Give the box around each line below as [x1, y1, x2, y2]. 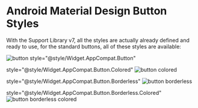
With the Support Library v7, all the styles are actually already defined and [6, 36, 190, 44]
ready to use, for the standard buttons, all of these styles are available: [6, 43, 182, 50]
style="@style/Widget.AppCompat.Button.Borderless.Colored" [6, 89, 162, 96]
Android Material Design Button [6, 4, 167, 18]
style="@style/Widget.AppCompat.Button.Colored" [6, 66, 134, 73]
